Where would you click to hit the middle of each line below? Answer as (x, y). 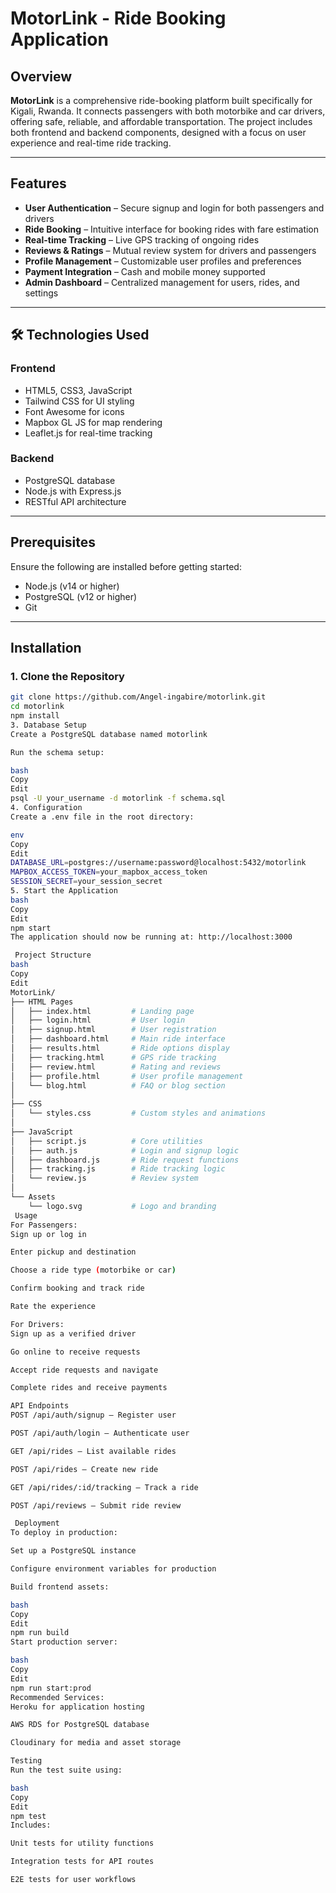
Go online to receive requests (75, 1352)
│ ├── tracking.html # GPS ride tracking (113, 1057)
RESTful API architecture (75, 501)
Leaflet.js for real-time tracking (88, 433)
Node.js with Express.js (73, 491)
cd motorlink (37, 707)
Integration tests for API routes (82, 1862)
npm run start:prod (51, 1688)
